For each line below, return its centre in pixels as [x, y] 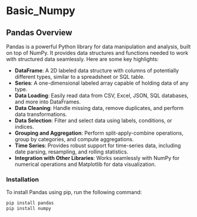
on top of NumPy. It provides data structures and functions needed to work [97, 53]
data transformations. [41, 114]
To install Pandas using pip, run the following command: [74, 192]
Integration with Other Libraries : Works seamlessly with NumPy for [97, 158]
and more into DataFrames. [47, 102]
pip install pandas [30, 203]
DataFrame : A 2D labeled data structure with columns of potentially [97, 71]
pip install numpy [29, 209]
